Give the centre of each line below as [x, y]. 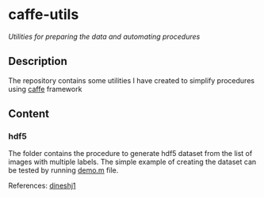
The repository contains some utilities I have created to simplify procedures [132, 80]
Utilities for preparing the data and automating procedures [104, 36]
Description [38, 61]
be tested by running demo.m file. [63, 170]
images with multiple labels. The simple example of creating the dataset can [132, 162]
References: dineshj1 [42, 186]
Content [29, 114]
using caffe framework [45, 89]
